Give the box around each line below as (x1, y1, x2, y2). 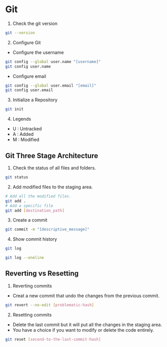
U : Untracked (12, 126, 42, 132)
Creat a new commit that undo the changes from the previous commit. (12, 293, 160, 299)
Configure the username (12, 49, 64, 55)
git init (5, 107, 24, 112)
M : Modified (12, 136, 40, 143)
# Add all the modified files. (5, 193, 72, 199)
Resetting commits (12, 311, 52, 317)
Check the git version (12, 20, 58, 26)
